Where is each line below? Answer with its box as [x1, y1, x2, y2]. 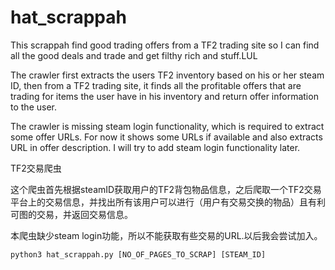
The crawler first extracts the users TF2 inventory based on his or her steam [10, 69, 325, 81]
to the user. [10, 101, 57, 113]
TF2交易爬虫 [10, 162, 62, 174]
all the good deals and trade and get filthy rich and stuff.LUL [10, 49, 258, 61]
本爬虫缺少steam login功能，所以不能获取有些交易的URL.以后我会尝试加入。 [10, 229, 323, 241]
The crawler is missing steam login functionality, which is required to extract [10, 120, 325, 132]
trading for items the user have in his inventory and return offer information [10, 90, 319, 102]
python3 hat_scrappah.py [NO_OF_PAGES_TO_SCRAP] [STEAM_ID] [10, 249, 267, 260]
